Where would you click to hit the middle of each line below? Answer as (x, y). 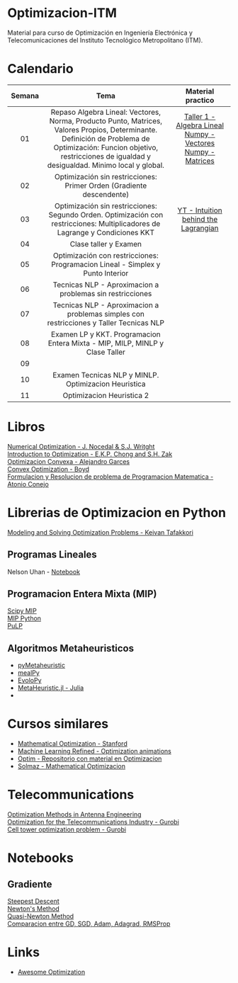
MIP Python (24, 618)
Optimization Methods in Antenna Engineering (74, 814)
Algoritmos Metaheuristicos (71, 648)
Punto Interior (106, 273)
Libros (26, 427)
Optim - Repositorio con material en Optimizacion (90, 758)
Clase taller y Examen (106, 244)
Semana (25, 96)
